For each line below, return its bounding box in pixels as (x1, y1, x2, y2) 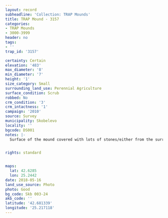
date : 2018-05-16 (5, 178, 41, 183)
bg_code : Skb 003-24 (5, 192, 48, 197)
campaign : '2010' (5, 109, 41, 114)
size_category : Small (5, 81, 50, 86)
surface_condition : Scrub (5, 90, 59, 95)
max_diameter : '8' (5, 67, 43, 72)
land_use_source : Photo (5, 182, 55, 187)
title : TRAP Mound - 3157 (5, 16, 59, 21)
